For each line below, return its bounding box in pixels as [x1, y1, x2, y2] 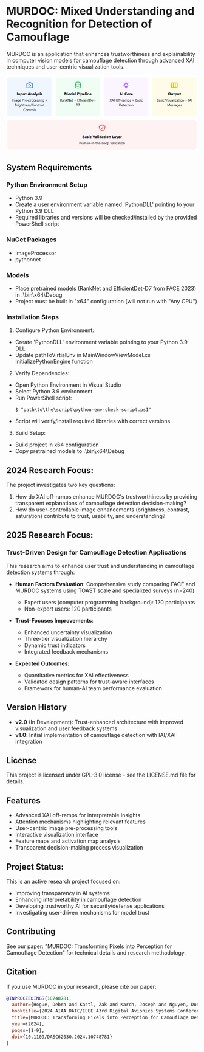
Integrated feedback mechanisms [24, 648, 109, 655]
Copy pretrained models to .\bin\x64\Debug [15, 448, 124, 455]
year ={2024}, [12, 1021, 45, 1027]
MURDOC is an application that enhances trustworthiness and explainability [6, 50, 195, 57]
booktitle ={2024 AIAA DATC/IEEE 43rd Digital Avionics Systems [12, 1008, 175, 1014]
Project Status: [6, 862, 64, 872]
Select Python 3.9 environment [15, 388, 93, 395]
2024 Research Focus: [6, 465, 94, 476]
